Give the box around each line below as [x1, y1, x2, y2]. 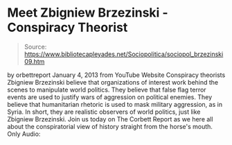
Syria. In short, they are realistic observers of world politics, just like [7, 108, 201, 116]
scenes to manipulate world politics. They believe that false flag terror [7, 85, 206, 94]
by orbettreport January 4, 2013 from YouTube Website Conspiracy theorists [7, 71, 226, 79]
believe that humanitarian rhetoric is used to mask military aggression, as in [7, 100, 223, 108]
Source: [24, 42, 47, 51]
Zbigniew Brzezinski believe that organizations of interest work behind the [7, 78, 219, 86]
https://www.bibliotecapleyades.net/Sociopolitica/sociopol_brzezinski [24, 50, 224, 58]
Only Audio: [7, 130, 41, 138]
